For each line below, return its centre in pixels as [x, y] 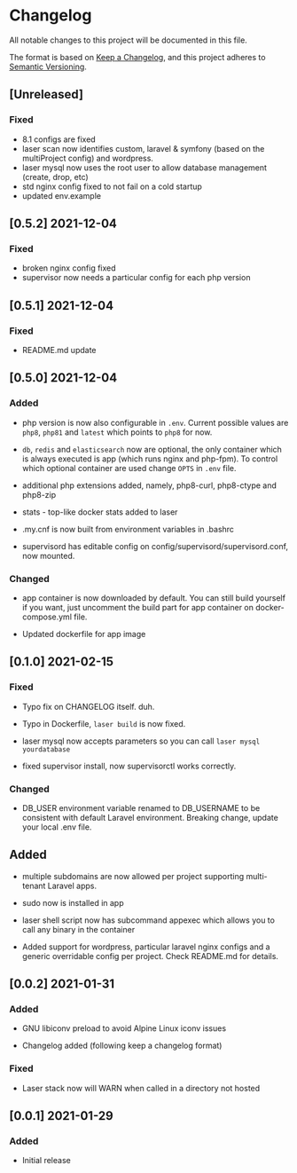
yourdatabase [46, 749]
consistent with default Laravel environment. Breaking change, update [150, 817]
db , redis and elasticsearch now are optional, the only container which [152, 449]
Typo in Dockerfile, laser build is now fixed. [104, 723]
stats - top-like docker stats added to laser [100, 512]
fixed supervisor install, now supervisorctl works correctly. [129, 766]
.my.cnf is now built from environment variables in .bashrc [128, 529]
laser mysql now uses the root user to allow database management [145, 167]
